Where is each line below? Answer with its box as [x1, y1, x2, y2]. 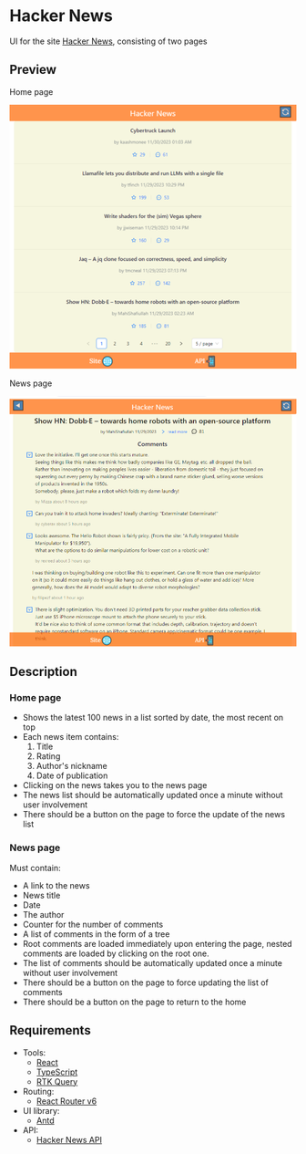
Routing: [22, 1086, 55, 1097]
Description [9, 664, 77, 680]
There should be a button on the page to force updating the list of [22, 977, 269, 988]
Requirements [9, 1023, 91, 1038]
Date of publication [36, 770, 108, 781]
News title [22, 889, 61, 900]
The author [22, 909, 65, 920]
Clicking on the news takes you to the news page [22, 780, 208, 791]
